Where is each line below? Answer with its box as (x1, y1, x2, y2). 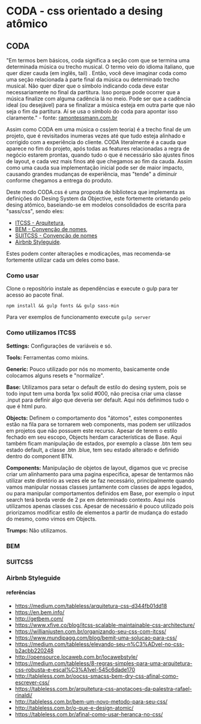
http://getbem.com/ (14, 615, 64, 622)
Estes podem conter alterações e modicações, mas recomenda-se (6, 250, 171, 257)
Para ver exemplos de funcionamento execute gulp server (6, 313, 151, 321)
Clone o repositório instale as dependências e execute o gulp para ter (6, 285, 179, 292)
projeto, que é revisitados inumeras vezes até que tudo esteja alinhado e (6, 132, 186, 139)
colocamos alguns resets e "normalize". (6, 372, 104, 379)
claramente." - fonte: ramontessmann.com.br (6, 114, 118, 121)
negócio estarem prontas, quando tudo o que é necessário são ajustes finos (6, 151, 195, 158)
